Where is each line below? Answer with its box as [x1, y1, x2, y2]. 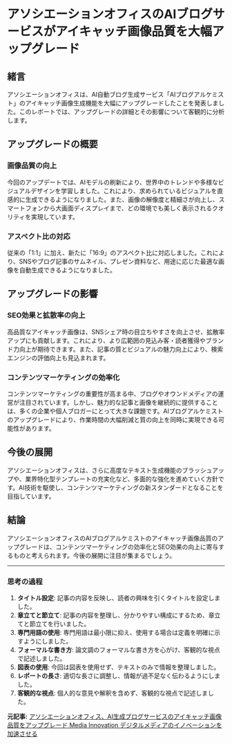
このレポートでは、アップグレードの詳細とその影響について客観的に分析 [19, 108, 225, 116]
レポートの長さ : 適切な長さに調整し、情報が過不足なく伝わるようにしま [17, 671, 221, 680]
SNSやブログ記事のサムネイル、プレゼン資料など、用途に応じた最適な [19, 257, 219, 265]
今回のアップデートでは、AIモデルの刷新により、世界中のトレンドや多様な [7, 178, 219, 186]
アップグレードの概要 [7, 138, 98, 150]
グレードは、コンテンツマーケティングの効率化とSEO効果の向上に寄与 [19, 543, 219, 551]
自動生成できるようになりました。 [19, 266, 116, 274]
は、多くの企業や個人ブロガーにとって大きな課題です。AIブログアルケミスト [7, 406, 224, 415]
